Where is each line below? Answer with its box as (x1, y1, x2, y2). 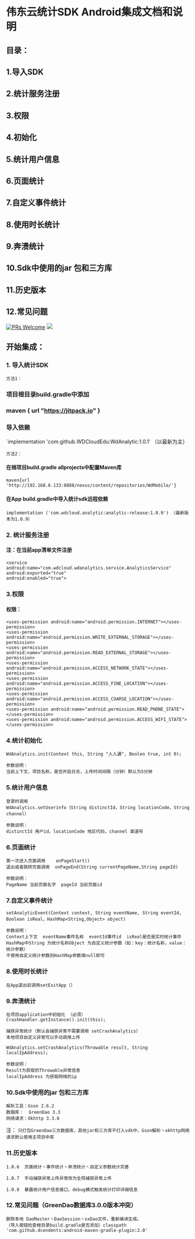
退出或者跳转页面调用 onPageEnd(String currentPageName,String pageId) (6, 864, 179, 870)
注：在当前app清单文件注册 (6, 547, 72, 554)
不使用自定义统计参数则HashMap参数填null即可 (6, 952, 105, 959)
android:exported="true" (6, 570, 67, 576)
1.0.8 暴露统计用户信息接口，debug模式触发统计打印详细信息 (6, 1187, 138, 1193)
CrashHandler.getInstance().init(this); (6, 1016, 107, 1022)
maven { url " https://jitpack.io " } (6, 406, 101, 415)
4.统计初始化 (6, 736, 42, 745)
